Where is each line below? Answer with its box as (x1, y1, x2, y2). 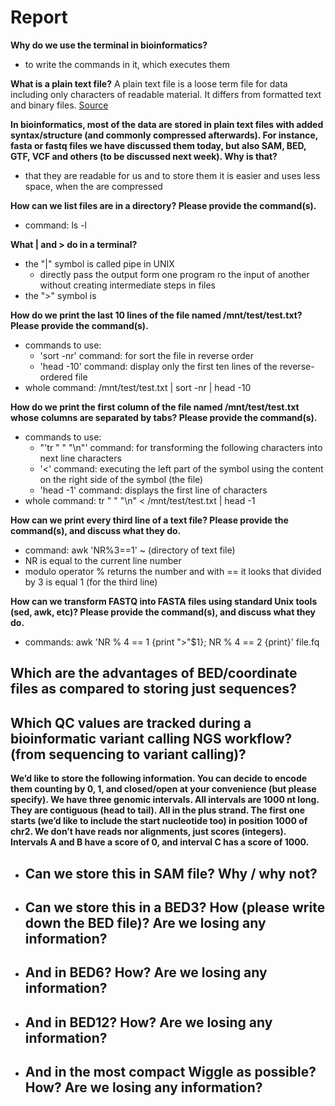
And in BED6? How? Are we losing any (24, 964, 268, 981)
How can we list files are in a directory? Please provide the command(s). (10, 199, 317, 211)
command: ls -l (24, 219, 87, 231)
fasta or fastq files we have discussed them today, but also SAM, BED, (10, 139, 307, 151)
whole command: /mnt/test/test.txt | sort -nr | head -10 (24, 381, 252, 393)
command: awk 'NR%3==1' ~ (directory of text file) (24, 544, 236, 556)
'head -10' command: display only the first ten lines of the (39, 360, 278, 372)
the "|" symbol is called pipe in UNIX (24, 257, 175, 270)
